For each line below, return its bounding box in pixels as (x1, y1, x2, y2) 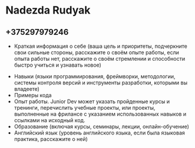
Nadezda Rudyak (5, 4, 91, 17)
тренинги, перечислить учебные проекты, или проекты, (14, 104, 156, 111)
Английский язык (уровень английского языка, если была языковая (14, 129, 185, 136)
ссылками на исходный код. (14, 117, 86, 124)
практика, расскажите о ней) (14, 136, 88, 142)
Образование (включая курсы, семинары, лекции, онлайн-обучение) (14, 123, 190, 130)
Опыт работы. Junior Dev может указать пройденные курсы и (14, 98, 170, 105)
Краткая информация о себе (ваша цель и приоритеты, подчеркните (14, 42, 188, 50)
